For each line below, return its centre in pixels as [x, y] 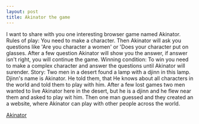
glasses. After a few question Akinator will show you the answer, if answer [97, 53]
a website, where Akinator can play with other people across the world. [93, 103]
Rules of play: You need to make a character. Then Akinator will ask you [94, 40]
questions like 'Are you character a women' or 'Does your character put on [97, 47]
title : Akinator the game [38, 17]
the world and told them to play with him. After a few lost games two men [96, 84]
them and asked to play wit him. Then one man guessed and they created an [100, 97]
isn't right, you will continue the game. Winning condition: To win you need [97, 59]
